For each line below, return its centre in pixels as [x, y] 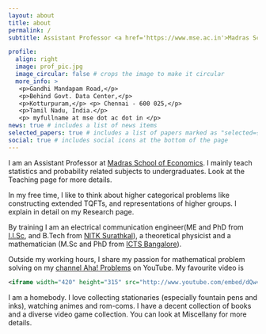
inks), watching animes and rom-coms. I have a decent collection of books [130, 306]
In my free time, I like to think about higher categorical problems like [119, 195]
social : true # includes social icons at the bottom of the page [118, 140]
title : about [30, 23]
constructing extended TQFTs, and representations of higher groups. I [123, 203]
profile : [23, 52]
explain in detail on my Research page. [71, 211]
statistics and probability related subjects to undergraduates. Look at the [127, 171]
